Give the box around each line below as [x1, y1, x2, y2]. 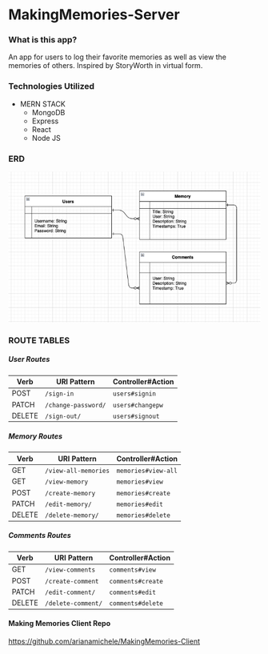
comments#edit [109, 588, 156, 596]
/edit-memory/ [45, 500, 92, 508]
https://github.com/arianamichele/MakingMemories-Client [8, 636, 201, 646]
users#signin [113, 390, 156, 398]
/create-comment [45, 577, 99, 585]
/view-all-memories [45, 467, 110, 475]
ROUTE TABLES [8, 335, 70, 346]
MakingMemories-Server [8, 6, 180, 24]
